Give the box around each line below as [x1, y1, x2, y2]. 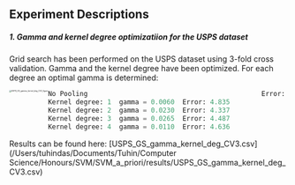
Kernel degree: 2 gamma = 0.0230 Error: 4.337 [48, 106, 231, 115]
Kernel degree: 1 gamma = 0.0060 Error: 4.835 [48, 98, 231, 107]
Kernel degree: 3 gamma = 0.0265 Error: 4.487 [48, 114, 231, 122]
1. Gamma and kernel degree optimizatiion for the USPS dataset [9, 31, 249, 42]
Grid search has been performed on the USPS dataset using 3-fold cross [9, 54, 274, 64]
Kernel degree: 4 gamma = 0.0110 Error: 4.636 [48, 122, 231, 131]
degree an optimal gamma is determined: [9, 72, 159, 83]
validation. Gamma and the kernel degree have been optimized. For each [9, 63, 274, 74]
